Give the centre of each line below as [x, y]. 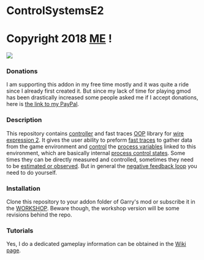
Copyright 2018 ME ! [59, 39]
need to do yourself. [32, 172]
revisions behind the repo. [39, 215]
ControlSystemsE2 [55, 11]
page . [14, 250]
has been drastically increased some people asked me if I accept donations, [102, 97]
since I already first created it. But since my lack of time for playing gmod [99, 91]
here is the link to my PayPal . [43, 104]
